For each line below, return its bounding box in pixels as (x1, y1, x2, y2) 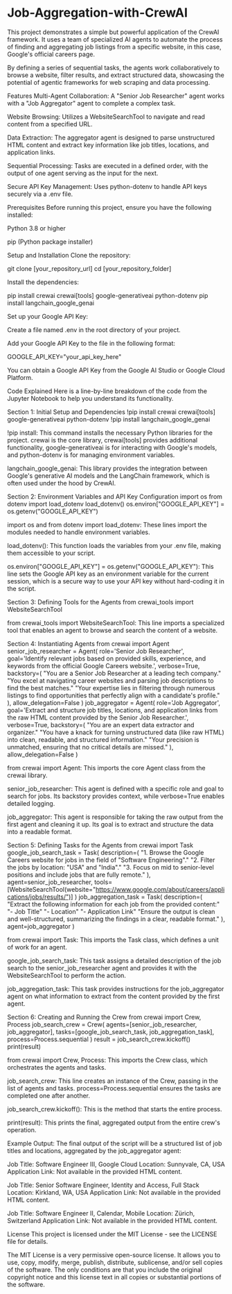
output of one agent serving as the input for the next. (7, 169, 159, 177)
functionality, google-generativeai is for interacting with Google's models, (7, 443, 217, 451)
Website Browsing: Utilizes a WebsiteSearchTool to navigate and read (7, 113, 206, 121)
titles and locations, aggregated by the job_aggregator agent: (7, 1146, 181, 1154)
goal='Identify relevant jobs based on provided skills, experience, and (7, 654, 206, 663)
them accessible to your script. (7, 549, 96, 557)
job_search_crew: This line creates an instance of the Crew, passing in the (7, 1077, 218, 1085)
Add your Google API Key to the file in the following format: (7, 339, 175, 347)
